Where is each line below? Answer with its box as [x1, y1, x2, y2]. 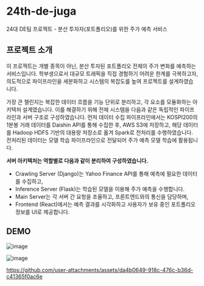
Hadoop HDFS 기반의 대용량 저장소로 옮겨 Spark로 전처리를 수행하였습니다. [12, 128, 194, 136]
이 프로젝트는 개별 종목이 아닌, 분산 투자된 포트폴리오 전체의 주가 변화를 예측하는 [6, 62, 197, 70]
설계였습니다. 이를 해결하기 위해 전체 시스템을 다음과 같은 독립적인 [22, 106, 178, 113]
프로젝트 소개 [6, 45, 53, 56]
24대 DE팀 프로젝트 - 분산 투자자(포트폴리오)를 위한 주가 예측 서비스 [6, 25, 167, 32]
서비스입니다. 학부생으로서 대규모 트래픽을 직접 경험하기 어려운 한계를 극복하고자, [6, 70, 199, 77]
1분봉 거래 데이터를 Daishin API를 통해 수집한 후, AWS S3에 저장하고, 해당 [6, 121, 182, 128]
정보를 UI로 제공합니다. [15, 208, 70, 215]
